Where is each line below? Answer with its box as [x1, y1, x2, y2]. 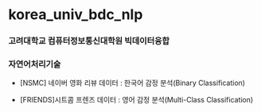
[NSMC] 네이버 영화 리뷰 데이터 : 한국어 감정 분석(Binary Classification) [19, 78, 245, 88]
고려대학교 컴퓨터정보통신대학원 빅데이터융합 [8, 36, 169, 47]
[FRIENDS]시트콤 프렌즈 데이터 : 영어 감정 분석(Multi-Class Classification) [19, 95, 254, 105]
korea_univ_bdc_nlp [8, 6, 143, 24]
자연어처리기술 [8, 59, 61, 70]
